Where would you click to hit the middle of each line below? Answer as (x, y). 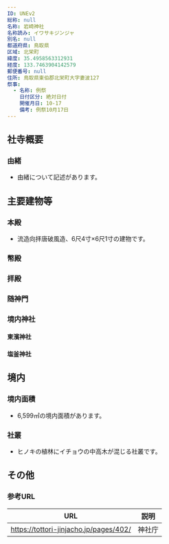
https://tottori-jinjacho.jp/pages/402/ (71, 529)
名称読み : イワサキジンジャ (41, 33)
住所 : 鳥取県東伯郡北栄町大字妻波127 (53, 78)
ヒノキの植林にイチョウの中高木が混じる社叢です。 (89, 451)
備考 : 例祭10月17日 (44, 110)
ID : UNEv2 (21, 13)
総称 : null (22, 20)
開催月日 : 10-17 (41, 104)
